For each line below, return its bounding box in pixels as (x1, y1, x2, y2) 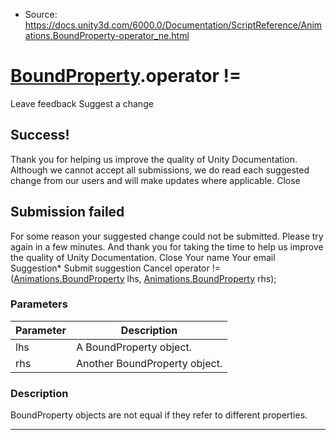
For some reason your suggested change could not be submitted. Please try (10, 230, 324, 242)
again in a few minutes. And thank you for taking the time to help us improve (10, 240, 324, 253)
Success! (10, 127, 70, 144)
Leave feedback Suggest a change (10, 97, 154, 109)
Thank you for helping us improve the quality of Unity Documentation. (10, 153, 298, 165)
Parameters (10, 297, 68, 311)
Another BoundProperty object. (75, 356, 223, 370)
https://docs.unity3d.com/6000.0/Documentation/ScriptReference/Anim (24, 19, 323, 31)
